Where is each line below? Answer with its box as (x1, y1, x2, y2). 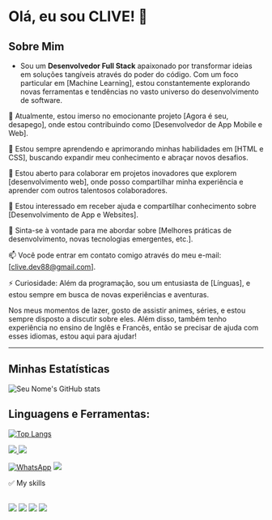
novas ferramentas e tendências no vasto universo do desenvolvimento (19, 87, 259, 96)
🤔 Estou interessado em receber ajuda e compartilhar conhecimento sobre (8, 202, 257, 211)
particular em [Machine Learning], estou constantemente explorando (19, 79, 251, 87)
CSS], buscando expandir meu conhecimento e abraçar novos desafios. (8, 153, 249, 162)
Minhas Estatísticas (8, 362, 110, 376)
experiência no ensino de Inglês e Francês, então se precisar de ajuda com (8, 323, 259, 332)
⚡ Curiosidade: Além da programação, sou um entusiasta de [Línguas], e (8, 279, 251, 288)
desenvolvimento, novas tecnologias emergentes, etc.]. (8, 234, 193, 244)
